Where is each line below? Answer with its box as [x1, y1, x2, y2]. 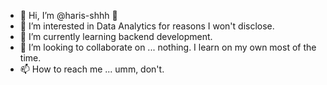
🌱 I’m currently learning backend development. [19, 31, 213, 42]
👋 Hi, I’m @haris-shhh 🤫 [19, 10, 118, 21]
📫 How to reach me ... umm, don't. [19, 63, 165, 75]
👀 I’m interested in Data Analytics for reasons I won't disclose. [19, 20, 275, 32]
